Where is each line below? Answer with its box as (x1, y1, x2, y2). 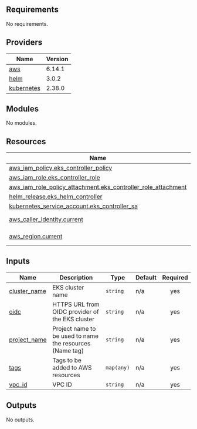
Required (162, 274, 188, 282)
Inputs (6, 256, 30, 266)
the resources (52, 340, 91, 348)
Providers (6, 38, 43, 48)
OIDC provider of (52, 308, 100, 316)
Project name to (52, 325, 96, 333)
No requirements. (6, 20, 49, 27)
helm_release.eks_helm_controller (9, 192, 103, 201)
